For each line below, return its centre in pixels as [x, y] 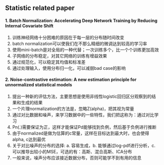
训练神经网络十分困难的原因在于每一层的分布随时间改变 [68, 37]
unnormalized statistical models [39, 85]
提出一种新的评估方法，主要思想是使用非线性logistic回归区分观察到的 [82, 96]
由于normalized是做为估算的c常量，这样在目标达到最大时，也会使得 [81, 133]
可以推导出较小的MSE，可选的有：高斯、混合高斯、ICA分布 [72, 151]
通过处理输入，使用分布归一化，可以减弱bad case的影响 [69, 68]
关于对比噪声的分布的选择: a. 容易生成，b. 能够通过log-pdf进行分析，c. [84, 145]
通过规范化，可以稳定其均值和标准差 [49, 62]
